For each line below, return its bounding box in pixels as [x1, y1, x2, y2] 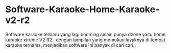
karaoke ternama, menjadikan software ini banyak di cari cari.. [5, 42, 136, 48]
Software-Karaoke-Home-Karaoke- [5, 4, 160, 15]
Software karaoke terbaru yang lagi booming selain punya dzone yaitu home [5, 31, 166, 37]
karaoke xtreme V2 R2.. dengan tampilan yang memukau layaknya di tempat [5, 37, 166, 43]
